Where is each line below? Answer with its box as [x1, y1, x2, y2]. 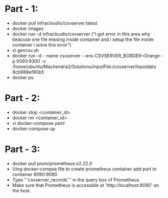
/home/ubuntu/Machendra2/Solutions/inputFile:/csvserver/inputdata [12, 63, 156, 70]
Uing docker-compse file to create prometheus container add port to [12, 166, 157, 172]
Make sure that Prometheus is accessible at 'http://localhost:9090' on [12, 182, 159, 188]
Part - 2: [5, 93, 40, 104]
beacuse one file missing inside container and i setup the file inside [12, 36, 154, 42]
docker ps [12, 74, 34, 80]
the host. [12, 187, 31, 193]
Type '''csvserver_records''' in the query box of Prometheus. [12, 177, 141, 183]
